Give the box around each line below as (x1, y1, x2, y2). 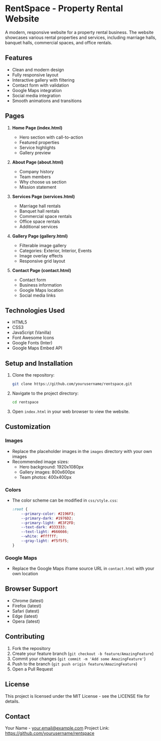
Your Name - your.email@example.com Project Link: (5, 725, 109, 731)
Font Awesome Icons (12, 335, 54, 341)
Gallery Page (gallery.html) (12, 233, 68, 239)
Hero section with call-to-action (19, 134, 84, 140)
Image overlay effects (19, 253, 63, 258)
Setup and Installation (5, 359, 73, 367)
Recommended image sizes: (12, 458, 69, 465)
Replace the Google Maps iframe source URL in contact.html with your (12, 565, 155, 572)
